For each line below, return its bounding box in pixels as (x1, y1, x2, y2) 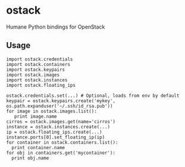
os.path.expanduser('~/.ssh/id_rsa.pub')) (6, 103, 113, 109)
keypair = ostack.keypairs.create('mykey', (6, 97, 116, 104)
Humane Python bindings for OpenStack (6, 23, 105, 30)
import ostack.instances (6, 77, 68, 83)
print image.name (14, 114, 58, 119)
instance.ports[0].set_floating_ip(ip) (6, 134, 105, 140)
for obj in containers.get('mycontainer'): (6, 150, 116, 156)
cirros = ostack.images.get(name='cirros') (6, 118, 116, 125)
